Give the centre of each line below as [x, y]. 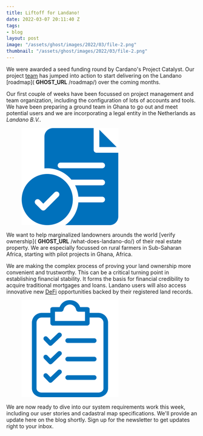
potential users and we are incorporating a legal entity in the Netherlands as [101, 113]
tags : [13, 25]
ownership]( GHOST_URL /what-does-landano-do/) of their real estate [94, 241]
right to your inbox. [30, 426]
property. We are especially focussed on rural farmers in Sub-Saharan [94, 247]
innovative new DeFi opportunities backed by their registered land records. [100, 292]
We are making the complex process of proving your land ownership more [99, 266]
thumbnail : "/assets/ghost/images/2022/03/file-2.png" [77, 52]
